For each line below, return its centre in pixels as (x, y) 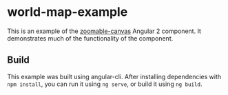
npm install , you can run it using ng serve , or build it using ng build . (105, 84)
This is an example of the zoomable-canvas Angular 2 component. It (104, 31)
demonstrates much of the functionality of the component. (90, 38)
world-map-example (68, 12)
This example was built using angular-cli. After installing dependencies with (114, 76)
